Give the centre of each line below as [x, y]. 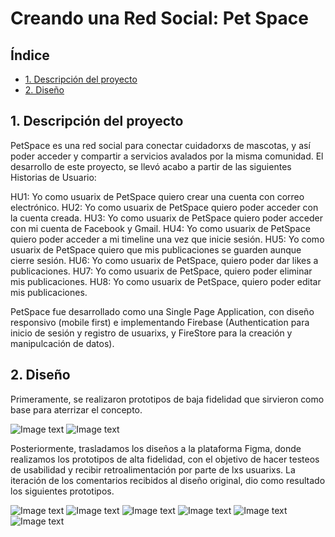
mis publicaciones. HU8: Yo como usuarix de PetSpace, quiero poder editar [166, 281]
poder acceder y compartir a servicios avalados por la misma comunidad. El [167, 156]
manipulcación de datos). [62, 343]
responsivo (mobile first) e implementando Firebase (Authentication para [160, 322]
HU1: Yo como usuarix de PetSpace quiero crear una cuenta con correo [157, 196]
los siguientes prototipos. [62, 491]
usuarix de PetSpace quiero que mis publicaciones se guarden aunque [156, 249]
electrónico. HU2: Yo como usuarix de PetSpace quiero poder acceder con [164, 207]
